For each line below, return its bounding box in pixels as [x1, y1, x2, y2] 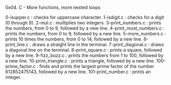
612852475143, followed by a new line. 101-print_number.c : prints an [5, 69, 151, 75]
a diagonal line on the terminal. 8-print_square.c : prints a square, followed [5, 47, 162, 53]
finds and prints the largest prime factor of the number [39, 63, 155, 69]
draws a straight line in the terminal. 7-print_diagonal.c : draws [32, 41, 164, 48]
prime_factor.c [5, 63, 36, 69]
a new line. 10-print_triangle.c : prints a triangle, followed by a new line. [5, 58, 155, 63]
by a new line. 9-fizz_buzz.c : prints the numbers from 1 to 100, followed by [5, 52, 164, 58]
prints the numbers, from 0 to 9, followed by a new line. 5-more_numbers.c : [5, 31, 166, 36]
